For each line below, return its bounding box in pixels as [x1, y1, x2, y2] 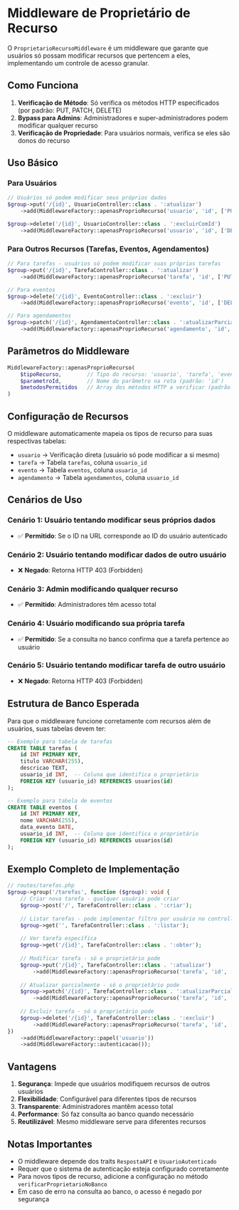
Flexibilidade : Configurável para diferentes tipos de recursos [17, 1095, 197, 1103]
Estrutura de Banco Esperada [7, 698, 140, 710]
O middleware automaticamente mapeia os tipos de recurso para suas [7, 429, 213, 437]
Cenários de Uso [7, 494, 83, 506]
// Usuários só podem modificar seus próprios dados [7, 194, 167, 202]
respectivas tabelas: [7, 437, 67, 445]
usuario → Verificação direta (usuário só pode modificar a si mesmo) [17, 450, 221, 459]
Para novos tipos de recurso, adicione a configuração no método [17, 1172, 208, 1180]
